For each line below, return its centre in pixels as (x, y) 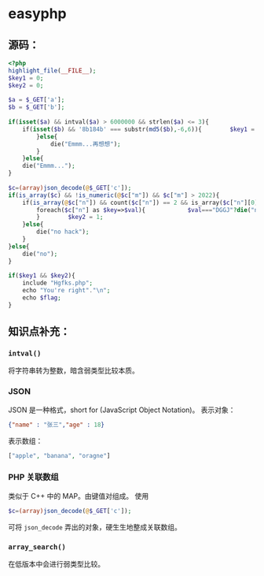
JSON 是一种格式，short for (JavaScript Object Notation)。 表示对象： (122, 410)
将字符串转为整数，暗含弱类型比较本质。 (73, 370)
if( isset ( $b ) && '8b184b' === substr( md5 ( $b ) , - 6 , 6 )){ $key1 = (139, 129)
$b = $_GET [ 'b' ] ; (37, 107)
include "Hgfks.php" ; (57, 283)
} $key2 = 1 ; (70, 217)
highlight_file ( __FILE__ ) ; (52, 71)
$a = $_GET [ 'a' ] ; (37, 100)
